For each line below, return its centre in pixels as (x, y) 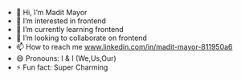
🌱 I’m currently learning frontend (70, 29)
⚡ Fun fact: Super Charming (62, 67)
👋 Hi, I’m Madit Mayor (51, 12)
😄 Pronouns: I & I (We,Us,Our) (66, 58)
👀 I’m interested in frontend (61, 21)
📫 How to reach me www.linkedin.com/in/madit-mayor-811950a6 (124, 47)
